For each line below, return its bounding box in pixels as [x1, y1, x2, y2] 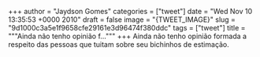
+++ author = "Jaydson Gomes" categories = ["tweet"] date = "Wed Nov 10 [8, 7, 253, 16]
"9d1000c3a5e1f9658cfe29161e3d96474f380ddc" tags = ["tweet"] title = [8, 23, 246, 32]
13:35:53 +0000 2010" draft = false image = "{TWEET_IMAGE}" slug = [8, 15, 236, 24]
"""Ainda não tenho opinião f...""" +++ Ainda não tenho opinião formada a [8, 31, 247, 41]
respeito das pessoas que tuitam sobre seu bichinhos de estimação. [8, 40, 230, 49]
